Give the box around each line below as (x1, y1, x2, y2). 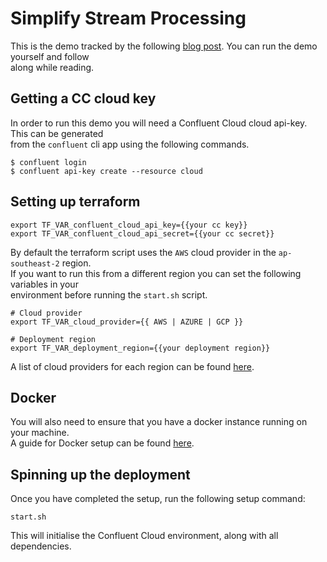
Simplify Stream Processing (10, 7, 247, 30)
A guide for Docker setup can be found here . (10, 437, 195, 449)
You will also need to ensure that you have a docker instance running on (10, 416, 308, 428)
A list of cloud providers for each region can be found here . (10, 360, 255, 372)
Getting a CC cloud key (10, 90, 157, 107)
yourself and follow (10, 50, 90, 62)
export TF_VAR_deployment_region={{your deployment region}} (10, 343, 271, 353)
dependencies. (10, 540, 72, 552)
